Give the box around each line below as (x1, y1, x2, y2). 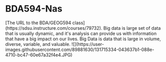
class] (72, 20, 85, 26)
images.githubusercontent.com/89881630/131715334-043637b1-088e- (5, 46, 155, 52)
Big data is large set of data (103, 25, 161, 31)
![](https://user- (71, 41, 104, 47)
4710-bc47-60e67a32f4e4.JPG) (5, 51, 73, 58)
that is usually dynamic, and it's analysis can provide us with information (5, 30, 157, 36)
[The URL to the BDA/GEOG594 (5, 20, 72, 26)
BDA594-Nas (5, 3, 62, 15)
